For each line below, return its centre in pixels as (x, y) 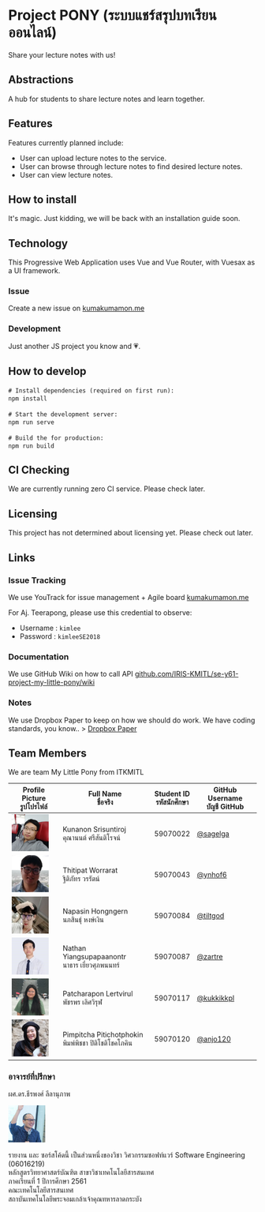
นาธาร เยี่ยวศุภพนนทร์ (91, 965)
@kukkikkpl (216, 998)
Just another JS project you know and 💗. (75, 346)
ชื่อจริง (105, 802)
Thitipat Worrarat (90, 870)
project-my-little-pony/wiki (52, 682)
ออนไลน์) (33, 33)
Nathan (75, 948)
